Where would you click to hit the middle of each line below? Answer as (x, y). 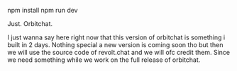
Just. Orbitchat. (30, 24)
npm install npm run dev (43, 10)
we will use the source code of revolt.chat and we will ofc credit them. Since (119, 52)
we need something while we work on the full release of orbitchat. (104, 60)
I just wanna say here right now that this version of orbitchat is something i (116, 37)
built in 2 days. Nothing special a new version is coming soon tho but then (115, 45)
